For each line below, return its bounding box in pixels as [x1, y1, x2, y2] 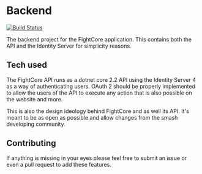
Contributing [6, 138, 56, 148]
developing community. [6, 120, 65, 128]
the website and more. [6, 95, 63, 103]
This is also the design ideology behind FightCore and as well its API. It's [6, 107, 190, 115]
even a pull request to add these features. [6, 161, 111, 168]
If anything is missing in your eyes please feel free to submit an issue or [6, 154, 187, 162]
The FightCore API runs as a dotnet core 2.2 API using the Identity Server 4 [6, 76, 196, 83]
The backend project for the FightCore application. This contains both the [6, 35, 192, 43]
